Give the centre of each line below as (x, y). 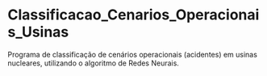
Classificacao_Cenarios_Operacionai (133, 15)
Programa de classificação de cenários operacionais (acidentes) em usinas (132, 54)
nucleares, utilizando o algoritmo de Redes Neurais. (93, 63)
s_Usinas (38, 32)
